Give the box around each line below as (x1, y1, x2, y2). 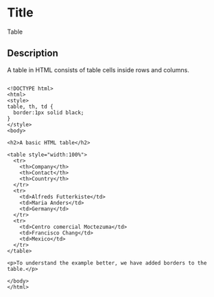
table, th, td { (7, 103, 53, 110)
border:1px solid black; (13, 109, 84, 116)
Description (7, 47, 58, 59)
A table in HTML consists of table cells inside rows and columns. (7, 65, 190, 74)
